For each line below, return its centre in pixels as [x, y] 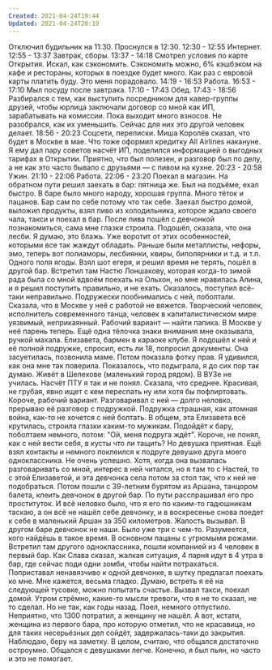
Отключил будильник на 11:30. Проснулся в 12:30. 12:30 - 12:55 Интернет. [135, 46]
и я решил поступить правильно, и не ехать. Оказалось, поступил [123, 288]
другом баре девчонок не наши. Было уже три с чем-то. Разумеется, [129, 529]
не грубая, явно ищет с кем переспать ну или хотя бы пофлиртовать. [128, 391]
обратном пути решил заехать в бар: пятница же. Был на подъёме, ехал [134, 184]
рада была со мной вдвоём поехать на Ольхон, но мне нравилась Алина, [136, 279]
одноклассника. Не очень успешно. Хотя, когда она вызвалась [117, 460]
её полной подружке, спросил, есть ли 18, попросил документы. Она [128, 348]
